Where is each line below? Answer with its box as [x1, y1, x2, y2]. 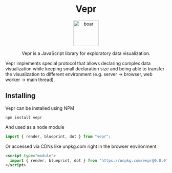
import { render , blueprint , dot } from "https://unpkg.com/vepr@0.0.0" [10, 158, 168, 163]
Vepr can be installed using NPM [5, 105, 74, 111]
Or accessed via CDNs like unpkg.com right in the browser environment [5, 143, 157, 149]
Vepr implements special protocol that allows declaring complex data [5, 60, 151, 66]
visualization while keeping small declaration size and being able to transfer [5, 65, 165, 72]
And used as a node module [5, 124, 65, 130]
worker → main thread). [5, 76, 55, 83]
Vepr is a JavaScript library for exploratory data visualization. [21, 50, 150, 56]
